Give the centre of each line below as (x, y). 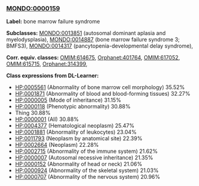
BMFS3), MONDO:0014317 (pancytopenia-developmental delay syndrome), (100, 46)
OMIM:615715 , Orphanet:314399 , (47, 64)
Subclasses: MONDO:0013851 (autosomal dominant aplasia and (86, 33)
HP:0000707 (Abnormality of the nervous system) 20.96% (88, 177)
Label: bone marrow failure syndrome (53, 22)
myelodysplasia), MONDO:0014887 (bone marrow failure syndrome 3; (93, 40)
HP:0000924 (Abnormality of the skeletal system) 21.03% (87, 170)
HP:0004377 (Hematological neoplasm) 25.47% (74, 126)
